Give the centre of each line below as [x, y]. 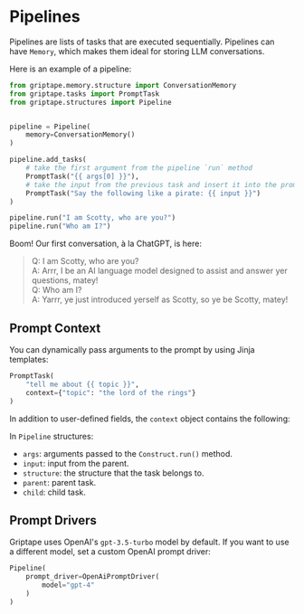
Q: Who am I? [57, 290]
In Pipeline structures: [52, 436]
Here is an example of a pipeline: [71, 69]
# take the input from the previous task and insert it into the [152, 184]
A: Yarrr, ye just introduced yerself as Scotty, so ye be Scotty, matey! [160, 299]
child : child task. [54, 492]
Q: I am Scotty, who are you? [85, 261]
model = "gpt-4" [68, 585]
